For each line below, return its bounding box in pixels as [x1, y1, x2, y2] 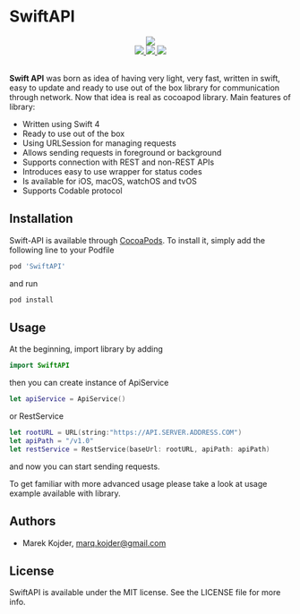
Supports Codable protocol [21, 185, 123, 196]
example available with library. [9, 488, 121, 499]
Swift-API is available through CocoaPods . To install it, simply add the [9, 235, 266, 245]
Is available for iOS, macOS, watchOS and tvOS [21, 175, 197, 186]
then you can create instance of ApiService [9, 378, 169, 388]
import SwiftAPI [9, 361, 70, 371]
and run [9, 277, 39, 288]
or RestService [9, 411, 64, 422]
